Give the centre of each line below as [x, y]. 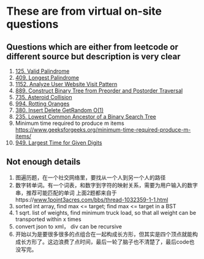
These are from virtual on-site [84, 11]
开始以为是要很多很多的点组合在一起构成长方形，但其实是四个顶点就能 [104, 234]
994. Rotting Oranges [42, 103]
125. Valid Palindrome [42, 71]
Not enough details [43, 162]
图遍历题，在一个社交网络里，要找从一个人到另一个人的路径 [90, 177]
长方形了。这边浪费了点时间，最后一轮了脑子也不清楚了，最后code [105, 242]
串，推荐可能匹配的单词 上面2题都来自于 [66, 193]
